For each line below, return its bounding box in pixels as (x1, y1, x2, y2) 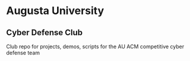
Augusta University (6, 4, 104, 18)
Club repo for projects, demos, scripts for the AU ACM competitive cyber (6, 43, 185, 50)
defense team (6, 49, 40, 56)
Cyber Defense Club (6, 28, 83, 38)
